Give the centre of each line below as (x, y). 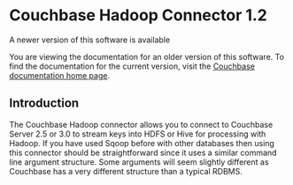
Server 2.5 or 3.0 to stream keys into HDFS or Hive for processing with (138, 134)
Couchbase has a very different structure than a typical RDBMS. (126, 171)
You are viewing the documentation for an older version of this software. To (147, 56)
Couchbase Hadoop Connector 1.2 (138, 15)
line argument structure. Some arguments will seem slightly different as (139, 162)
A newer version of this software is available (90, 40)
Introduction (44, 104)
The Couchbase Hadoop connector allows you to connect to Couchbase (141, 124)
